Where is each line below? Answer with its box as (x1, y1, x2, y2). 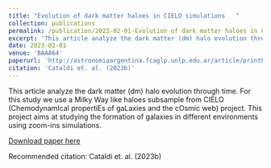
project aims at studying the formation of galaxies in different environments (8, 112, 259, 121)
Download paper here (8, 136, 81, 145)
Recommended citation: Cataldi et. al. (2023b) (8, 151, 162, 161)
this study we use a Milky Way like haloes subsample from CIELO (8, 94, 224, 104)
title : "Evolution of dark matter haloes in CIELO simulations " (8, 11, 240, 20)
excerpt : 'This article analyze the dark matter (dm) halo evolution (8, 34, 248, 43)
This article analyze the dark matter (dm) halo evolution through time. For (8, 86, 252, 96)
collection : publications (8, 19, 95, 27)
